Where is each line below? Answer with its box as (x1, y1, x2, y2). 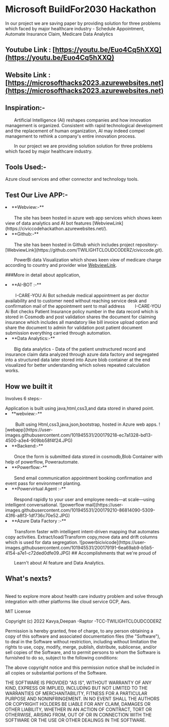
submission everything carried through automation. (5, 330, 112, 336)
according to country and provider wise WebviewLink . (5, 262, 117, 268)
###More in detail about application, (5, 272, 80, 278)
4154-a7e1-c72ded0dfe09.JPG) (5, 550, 70, 556)
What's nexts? (5, 574, 52, 583)
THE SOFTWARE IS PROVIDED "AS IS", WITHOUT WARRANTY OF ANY (5, 680, 152, 686)
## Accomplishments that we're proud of (71, 550, 157, 556)
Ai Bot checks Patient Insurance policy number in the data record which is (5, 309, 158, 315)
